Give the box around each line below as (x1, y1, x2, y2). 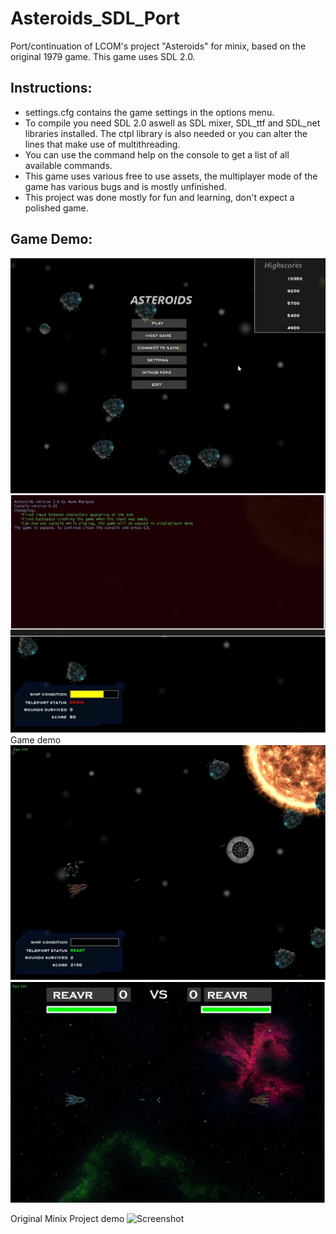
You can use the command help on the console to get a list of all (24, 148, 290, 161)
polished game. (24, 202, 89, 214)
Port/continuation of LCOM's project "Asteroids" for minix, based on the (10, 40, 307, 52)
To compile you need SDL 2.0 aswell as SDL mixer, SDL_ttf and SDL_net (24, 117, 321, 129)
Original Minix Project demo (10, 1213, 125, 1225)
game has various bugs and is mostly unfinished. (24, 180, 227, 192)
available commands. (24, 159, 113, 171)
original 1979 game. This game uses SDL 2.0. (10, 50, 196, 62)
